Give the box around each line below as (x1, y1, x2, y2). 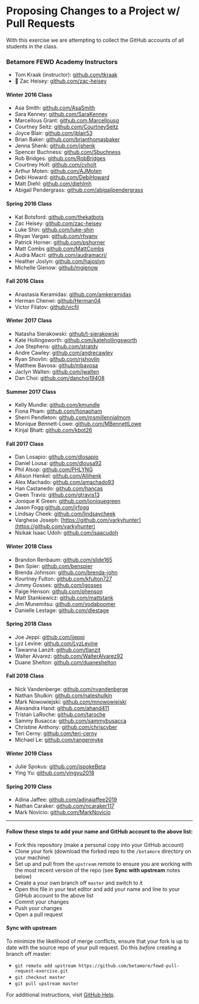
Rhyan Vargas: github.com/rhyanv (14, 232, 98, 239)
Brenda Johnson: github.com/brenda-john (14, 569, 118, 576)
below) (14, 873, 32, 880)
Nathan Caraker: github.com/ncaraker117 (14, 802, 115, 810)
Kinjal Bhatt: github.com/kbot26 (14, 426, 92, 434)
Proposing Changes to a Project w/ (6, 4, 181, 18)
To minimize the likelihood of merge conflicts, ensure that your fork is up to (6, 937, 190, 945)
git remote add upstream (14, 962, 76, 969)
